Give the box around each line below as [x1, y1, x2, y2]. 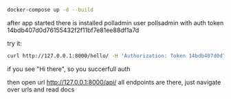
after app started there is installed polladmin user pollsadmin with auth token [7, 18, 224, 27]
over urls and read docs [7, 85, 75, 94]
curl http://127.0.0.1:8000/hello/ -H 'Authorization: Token [7, 52, 186, 59]
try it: [7, 39, 22, 47]
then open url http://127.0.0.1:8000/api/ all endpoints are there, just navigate [7, 78, 221, 86]
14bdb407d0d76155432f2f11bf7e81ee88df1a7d [7, 26, 140, 34]
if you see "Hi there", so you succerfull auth [7, 65, 131, 73]
